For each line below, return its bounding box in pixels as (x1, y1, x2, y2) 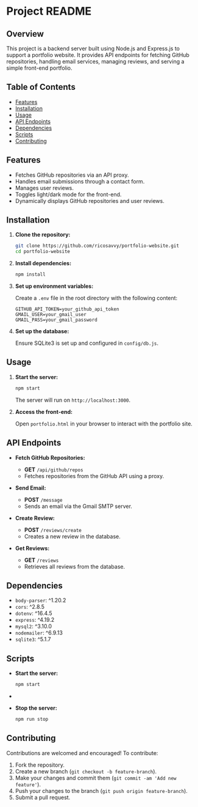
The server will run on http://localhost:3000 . (15, 396, 131, 403)
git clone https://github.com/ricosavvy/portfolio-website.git (15, 243, 180, 249)
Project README (6, 4, 92, 18)
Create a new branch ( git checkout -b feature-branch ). (15, 767, 157, 775)
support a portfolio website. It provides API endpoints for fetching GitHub (6, 51, 190, 59)
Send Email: (15, 484, 46, 492)
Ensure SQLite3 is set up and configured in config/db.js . (15, 339, 159, 347)
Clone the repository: (15, 231, 71, 238)
